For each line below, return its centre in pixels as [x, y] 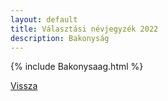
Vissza [24, 86]
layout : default [44, 19]
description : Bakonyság [60, 38]
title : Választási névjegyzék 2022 [84, 29]
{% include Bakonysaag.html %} [77, 67]
